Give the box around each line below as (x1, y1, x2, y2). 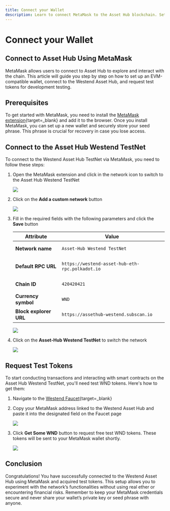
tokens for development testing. (5, 84, 72, 90)
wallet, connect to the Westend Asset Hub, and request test (29, 78, 154, 84)
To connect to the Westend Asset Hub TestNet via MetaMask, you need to (5, 156, 160, 162)
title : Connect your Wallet (5, 7, 65, 13)
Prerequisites (5, 98, 49, 107)
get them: (5, 385, 25, 391)
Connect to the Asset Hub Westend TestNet (5, 143, 146, 151)
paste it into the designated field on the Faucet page (12, 411, 122, 417)
